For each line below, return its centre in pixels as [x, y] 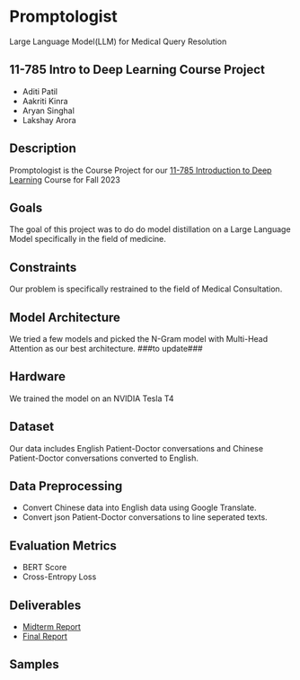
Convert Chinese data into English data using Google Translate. [140, 508]
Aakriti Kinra [45, 101]
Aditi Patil [40, 91]
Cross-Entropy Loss [59, 577]
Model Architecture [65, 317]
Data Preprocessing [66, 486]
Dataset [32, 427]
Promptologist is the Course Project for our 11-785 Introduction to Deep [141, 170]
